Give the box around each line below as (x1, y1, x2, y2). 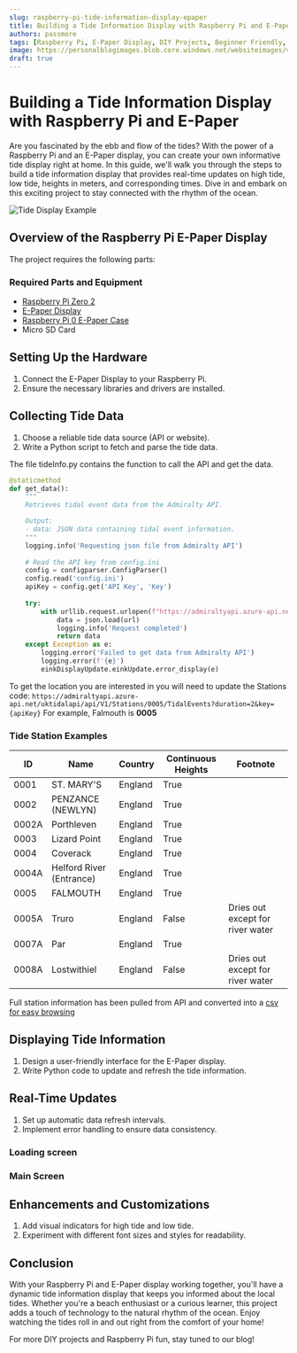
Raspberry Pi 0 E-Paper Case (21, 315, 130, 326)
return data (56, 632, 101, 641)
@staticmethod (9, 476, 62, 485)
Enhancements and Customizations (9, 1197, 210, 1212)
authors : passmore (9, 29, 77, 38)
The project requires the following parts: (9, 253, 156, 264)
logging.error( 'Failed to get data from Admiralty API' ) (41, 649, 255, 657)
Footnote (236, 758, 276, 771)
